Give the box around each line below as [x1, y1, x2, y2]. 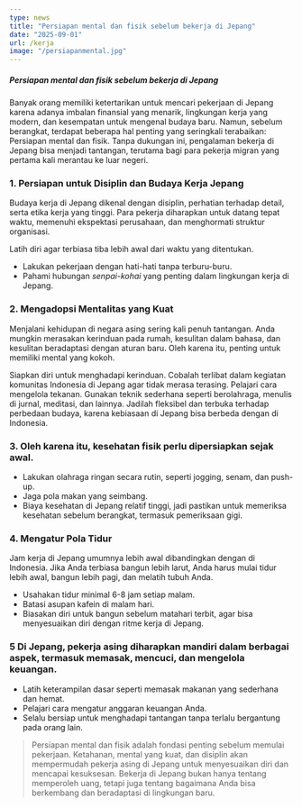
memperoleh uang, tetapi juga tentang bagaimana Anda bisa [31, 777, 256, 788]
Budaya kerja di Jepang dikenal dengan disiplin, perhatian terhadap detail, [9, 197, 285, 208]
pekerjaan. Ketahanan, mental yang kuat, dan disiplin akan [31, 748, 248, 759]
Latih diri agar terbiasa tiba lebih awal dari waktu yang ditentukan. [9, 244, 254, 255]
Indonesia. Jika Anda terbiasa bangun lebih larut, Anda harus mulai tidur [9, 562, 277, 573]
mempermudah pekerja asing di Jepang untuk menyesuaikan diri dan [31, 758, 289, 769]
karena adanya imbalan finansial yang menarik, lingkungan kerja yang [9, 107, 269, 118]
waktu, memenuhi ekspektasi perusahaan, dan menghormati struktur [9, 217, 265, 228]
